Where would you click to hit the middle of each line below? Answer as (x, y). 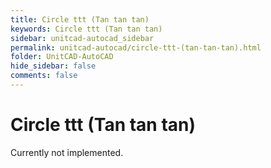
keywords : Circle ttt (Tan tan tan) (86, 29)
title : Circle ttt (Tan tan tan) (80, 19)
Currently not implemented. (67, 152)
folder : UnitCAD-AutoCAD (62, 57)
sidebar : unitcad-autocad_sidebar (82, 38)
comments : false (44, 76)
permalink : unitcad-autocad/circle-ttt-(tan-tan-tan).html (136, 47)
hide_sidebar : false (53, 66)
